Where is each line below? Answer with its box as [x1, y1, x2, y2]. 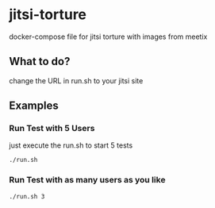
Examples [9, 99, 59, 113]
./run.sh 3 [9, 192, 45, 200]
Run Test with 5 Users [9, 123, 95, 134]
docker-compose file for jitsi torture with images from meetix [9, 32, 208, 41]
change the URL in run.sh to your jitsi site [9, 75, 144, 85]
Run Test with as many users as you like [9, 175, 166, 186]
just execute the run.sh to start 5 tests [9, 141, 133, 150]
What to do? [9, 55, 71, 68]
